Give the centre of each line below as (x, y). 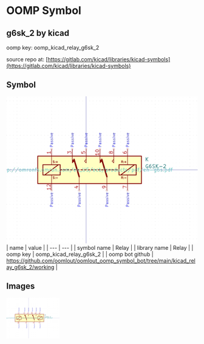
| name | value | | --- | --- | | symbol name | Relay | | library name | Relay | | (100, 248)
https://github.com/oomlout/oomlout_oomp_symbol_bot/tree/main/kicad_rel (101, 261)
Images (21, 286)
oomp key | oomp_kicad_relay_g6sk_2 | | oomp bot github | (80, 254)
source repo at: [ (27, 59)
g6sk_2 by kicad (38, 33)
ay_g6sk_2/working (30, 267)
